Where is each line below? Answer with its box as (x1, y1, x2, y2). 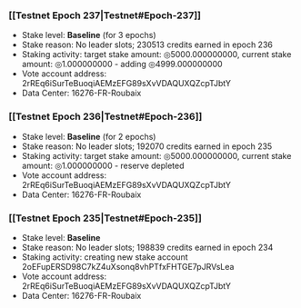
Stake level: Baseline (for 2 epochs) (21, 131, 156, 142)
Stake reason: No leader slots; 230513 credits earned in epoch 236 (21, 39, 274, 50)
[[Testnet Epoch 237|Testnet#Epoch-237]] (8, 9, 202, 22)
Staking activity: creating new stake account (21, 251, 188, 263)
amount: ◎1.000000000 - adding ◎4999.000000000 (21, 59, 224, 70)
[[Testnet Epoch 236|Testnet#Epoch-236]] (8, 110, 203, 123)
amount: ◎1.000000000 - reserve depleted (21, 160, 185, 171)
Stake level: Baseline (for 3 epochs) (21, 30, 156, 41)
